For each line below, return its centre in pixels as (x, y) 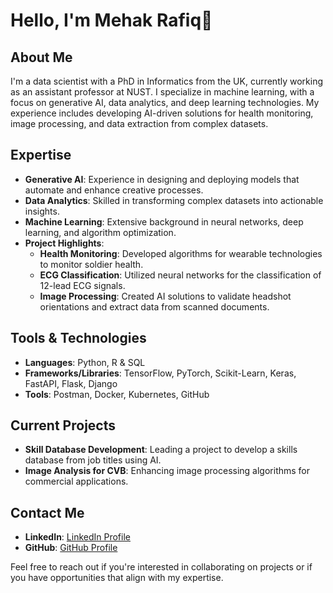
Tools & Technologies (78, 338)
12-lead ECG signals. (82, 285)
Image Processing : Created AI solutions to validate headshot (165, 296)
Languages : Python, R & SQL (85, 362)
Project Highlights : (64, 243)
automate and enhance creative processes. (114, 190)
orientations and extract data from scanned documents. (154, 306)
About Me (41, 57)
